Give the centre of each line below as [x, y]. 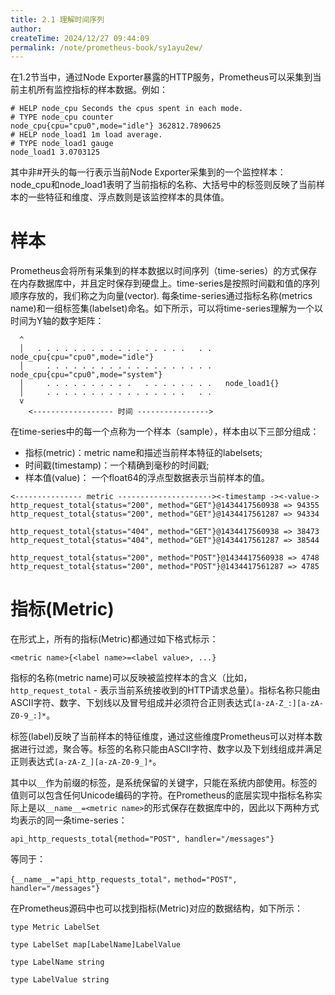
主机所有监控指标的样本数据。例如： [93, 90]
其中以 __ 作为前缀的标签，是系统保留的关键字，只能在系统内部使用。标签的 [164, 783]
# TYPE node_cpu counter [62, 117]
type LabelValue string [60, 980]
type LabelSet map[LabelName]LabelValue [96, 945]
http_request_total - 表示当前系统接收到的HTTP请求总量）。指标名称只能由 [165, 690]
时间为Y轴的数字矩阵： [57, 321]
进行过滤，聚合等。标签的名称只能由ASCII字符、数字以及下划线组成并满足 [170, 749]
